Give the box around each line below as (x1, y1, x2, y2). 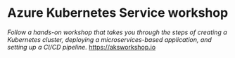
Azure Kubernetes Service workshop (7, 5, 229, 21)
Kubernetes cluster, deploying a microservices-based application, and (7, 35, 212, 43)
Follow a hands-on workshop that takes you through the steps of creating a (7, 28, 227, 36)
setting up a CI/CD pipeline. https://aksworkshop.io (7, 43, 156, 51)
